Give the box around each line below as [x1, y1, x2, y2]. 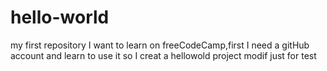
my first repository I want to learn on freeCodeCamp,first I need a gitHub [10, 39, 310, 51]
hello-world [10, 6, 110, 29]
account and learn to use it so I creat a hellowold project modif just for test [10, 49, 317, 61]
